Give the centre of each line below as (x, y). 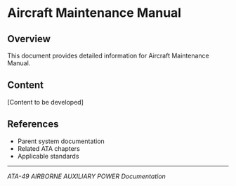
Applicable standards (48, 156)
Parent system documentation (61, 141)
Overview (29, 39)
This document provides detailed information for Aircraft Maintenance (108, 55)
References (33, 124)
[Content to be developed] (46, 102)
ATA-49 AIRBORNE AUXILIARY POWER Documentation (87, 176)
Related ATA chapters (49, 148)
